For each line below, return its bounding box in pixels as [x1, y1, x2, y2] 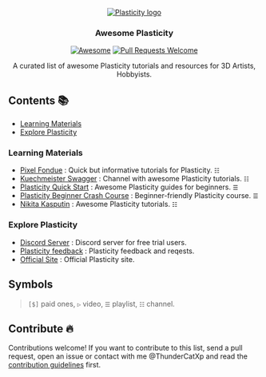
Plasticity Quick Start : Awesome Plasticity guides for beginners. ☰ [19, 182, 239, 192]
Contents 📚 [8, 93, 69, 107]
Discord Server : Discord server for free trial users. [19, 237, 187, 247]
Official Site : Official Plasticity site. [19, 254, 135, 264]
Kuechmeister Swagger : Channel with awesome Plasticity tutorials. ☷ [19, 174, 250, 184]
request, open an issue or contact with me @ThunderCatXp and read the [8, 351, 248, 361]
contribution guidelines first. [8, 360, 101, 370]
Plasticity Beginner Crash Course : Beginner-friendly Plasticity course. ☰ [19, 191, 259, 200]
